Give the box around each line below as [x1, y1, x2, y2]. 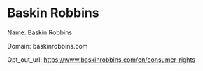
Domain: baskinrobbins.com [7, 41, 88, 50]
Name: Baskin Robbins [7, 28, 72, 37]
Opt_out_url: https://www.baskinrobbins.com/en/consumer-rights [7, 55, 196, 64]
